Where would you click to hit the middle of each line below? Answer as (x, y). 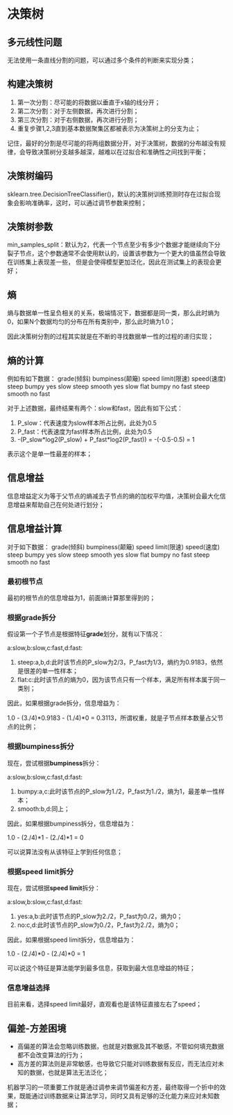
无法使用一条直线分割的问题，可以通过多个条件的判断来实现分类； (101, 60)
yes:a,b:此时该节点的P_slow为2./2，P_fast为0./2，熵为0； (100, 916)
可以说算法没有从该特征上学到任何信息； (65, 852)
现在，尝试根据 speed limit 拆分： (54, 887)
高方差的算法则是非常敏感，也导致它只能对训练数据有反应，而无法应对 (118, 1063)
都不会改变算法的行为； (51, 1054)
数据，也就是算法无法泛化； (69, 1072)
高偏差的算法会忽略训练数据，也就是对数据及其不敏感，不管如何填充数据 (120, 1046)
